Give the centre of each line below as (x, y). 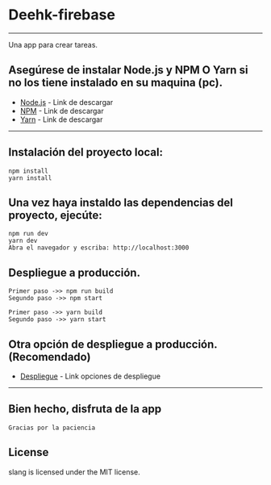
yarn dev (23, 241)
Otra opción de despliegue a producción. (113, 344)
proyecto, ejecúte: (55, 215)
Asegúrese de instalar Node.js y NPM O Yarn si (128, 70)
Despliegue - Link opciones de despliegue (90, 376)
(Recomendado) (50, 357)
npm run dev (28, 234)
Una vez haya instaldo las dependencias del (121, 202)
